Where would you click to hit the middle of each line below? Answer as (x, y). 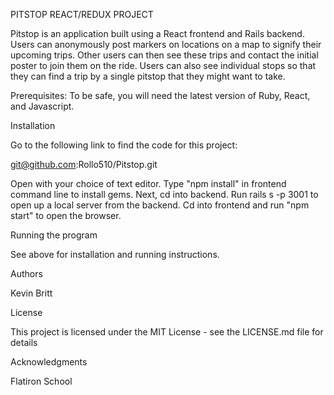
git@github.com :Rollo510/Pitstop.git (84, 164)
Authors (26, 273)
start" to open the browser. (66, 215)
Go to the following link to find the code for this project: (124, 145)
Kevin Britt (31, 293)
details (24, 342)
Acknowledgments (49, 362)
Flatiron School (41, 381)
